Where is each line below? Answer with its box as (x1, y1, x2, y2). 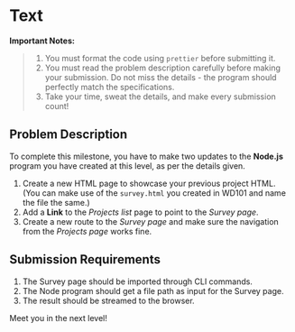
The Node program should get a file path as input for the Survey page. (22, 285, 284, 296)
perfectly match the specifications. (44, 81, 175, 92)
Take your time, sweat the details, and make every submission (44, 91, 277, 102)
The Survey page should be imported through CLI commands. (22, 276, 253, 287)
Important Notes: (9, 35, 75, 46)
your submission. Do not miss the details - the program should (44, 71, 277, 82)
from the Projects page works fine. (22, 226, 152, 236)
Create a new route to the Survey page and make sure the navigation (22, 216, 280, 226)
